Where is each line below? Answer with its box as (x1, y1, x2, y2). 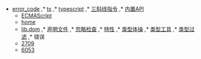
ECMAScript (21, 12, 52, 19)
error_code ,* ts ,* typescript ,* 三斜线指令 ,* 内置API (12, 5, 145, 12)
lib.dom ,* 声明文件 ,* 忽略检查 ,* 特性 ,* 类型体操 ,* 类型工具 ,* (21, 26, 177, 33)
